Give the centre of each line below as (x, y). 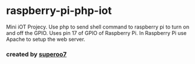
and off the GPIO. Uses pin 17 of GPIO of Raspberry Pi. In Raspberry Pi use (96, 33)
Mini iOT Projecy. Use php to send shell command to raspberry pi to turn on (98, 27)
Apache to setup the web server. (46, 39)
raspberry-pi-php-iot (59, 11)
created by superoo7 (37, 54)
